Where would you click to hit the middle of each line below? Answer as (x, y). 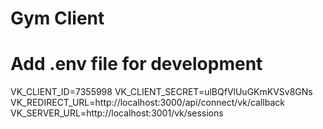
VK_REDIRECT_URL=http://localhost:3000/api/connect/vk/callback (147, 103)
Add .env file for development (136, 64)
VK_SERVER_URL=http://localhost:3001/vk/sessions (117, 113)
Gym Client (57, 18)
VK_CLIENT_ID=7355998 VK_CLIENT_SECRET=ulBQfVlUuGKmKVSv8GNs (161, 92)
